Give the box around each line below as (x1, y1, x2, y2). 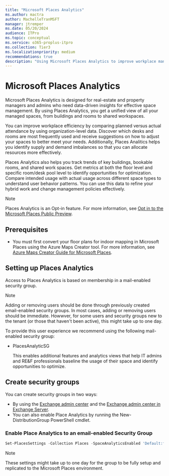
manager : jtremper (5, 21, 44, 27)
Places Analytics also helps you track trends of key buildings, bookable (5, 159, 152, 165)
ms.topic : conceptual (5, 36, 51, 41)
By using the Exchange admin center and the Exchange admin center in (12, 401, 161, 407)
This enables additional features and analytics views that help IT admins (12, 352, 162, 358)
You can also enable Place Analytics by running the (12, 412, 119, 418)
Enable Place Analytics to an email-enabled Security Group (5, 429, 153, 436)
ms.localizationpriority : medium (5, 49, 75, 54)
